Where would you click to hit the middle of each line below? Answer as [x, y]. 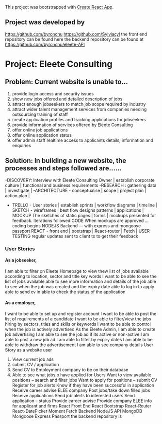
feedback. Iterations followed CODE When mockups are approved [78, 221]
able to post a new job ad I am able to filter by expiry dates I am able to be [79, 339]
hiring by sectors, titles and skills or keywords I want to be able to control [78, 324]
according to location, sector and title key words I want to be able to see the [81, 276]
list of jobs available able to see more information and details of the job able [81, 281]
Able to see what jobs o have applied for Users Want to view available [82, 375]
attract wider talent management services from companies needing [79, 109]
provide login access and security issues [53, 93]
